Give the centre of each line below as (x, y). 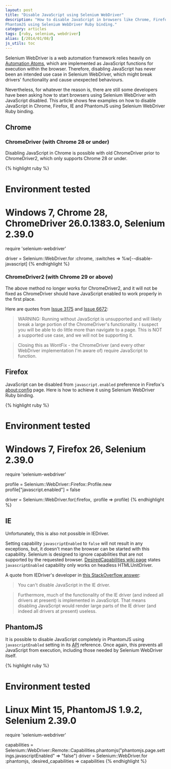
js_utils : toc (20, 43)
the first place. (20, 299)
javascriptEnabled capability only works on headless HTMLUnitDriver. (79, 565)
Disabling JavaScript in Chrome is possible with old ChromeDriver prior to (82, 153)
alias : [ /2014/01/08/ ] (29, 39)
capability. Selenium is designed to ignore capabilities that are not (74, 554)
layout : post (19, 10)
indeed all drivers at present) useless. (57, 611)
